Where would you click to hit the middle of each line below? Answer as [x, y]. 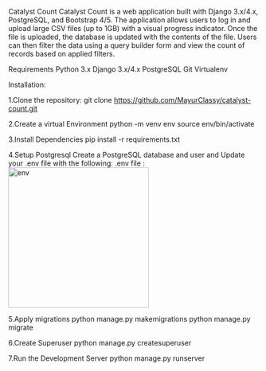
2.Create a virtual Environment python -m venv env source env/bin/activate [131, 124]
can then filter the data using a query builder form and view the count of [127, 45]
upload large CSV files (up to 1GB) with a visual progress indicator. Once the [133, 28]
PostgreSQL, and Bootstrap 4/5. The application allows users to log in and [129, 20]
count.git [23, 108]
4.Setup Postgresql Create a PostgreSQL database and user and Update [127, 155]
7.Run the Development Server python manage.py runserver [107, 358]
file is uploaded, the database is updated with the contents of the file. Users [133, 37]
